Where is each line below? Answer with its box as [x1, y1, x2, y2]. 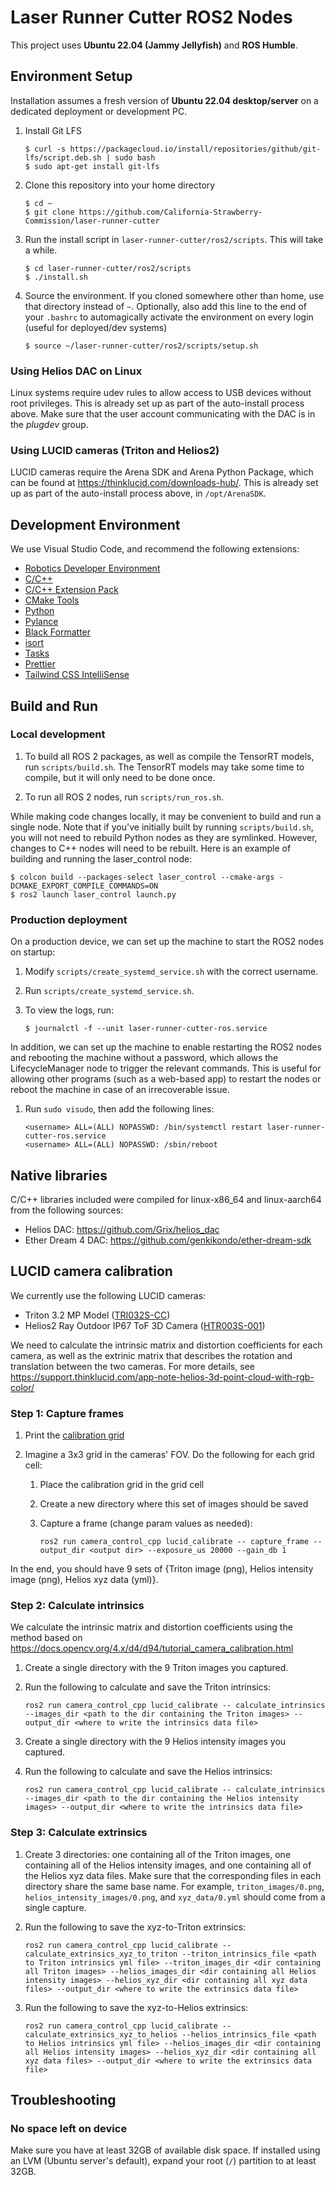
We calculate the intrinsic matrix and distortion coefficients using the [10, 1621, 293, 1633]
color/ [10, 1381, 35, 1393]
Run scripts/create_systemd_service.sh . [24, 985, 195, 997]
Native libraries [10, 1167, 108, 1184]
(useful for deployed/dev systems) [24, 321, 168, 333]
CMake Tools [24, 594, 80, 606]
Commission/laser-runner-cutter [24, 216, 160, 226]
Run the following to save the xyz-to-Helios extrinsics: [24, 2001, 249, 2013]
